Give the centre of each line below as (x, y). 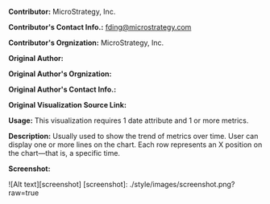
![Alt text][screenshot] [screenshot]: (68, 184)
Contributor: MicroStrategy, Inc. (62, 12)
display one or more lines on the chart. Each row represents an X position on (135, 145)
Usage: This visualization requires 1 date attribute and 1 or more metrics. (129, 120)
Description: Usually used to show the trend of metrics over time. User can (133, 136)
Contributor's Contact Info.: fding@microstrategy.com (100, 27)
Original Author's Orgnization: (60, 74)
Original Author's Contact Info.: (62, 89)
